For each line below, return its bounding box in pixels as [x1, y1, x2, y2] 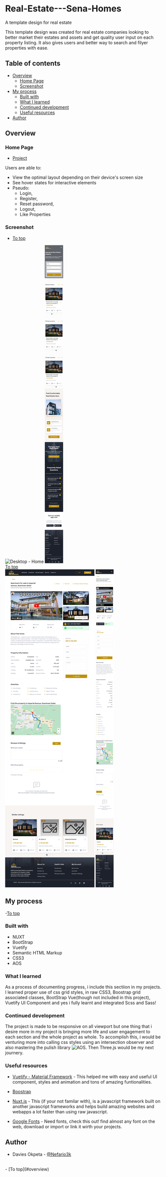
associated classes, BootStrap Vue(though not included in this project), [5, 995, 151, 1001]
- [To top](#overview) [5, 1166, 50, 1172]
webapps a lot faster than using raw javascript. [12, 1108, 108, 1114]
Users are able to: [5, 165, 42, 171]
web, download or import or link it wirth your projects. [12, 1123, 122, 1129]
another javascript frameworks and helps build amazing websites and [12, 1103, 155, 1109]
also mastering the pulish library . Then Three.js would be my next [5, 1044, 154, 1051]
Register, [19, 196, 38, 202]
